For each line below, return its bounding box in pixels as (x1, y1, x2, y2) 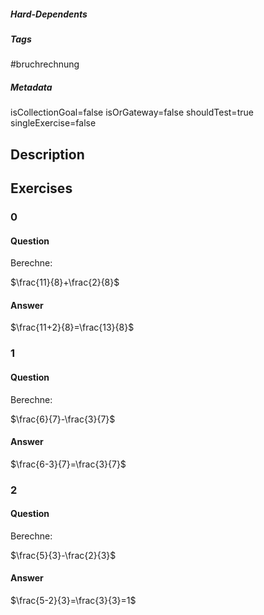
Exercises (10, 180, 73, 197)
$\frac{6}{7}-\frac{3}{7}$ (10, 413, 116, 425)
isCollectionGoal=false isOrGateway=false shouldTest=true (10, 106, 254, 119)
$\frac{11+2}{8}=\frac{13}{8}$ (10, 321, 135, 334)
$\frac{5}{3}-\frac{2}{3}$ (10, 549, 117, 561)
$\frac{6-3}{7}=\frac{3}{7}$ (10, 458, 127, 470)
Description (10, 146, 85, 163)
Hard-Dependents (10, 8, 88, 20)
